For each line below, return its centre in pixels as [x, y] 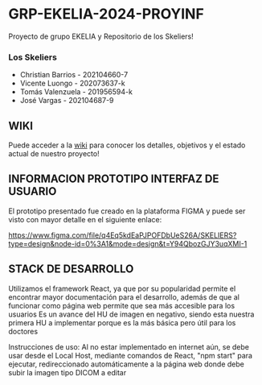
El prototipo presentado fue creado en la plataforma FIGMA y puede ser [127, 211]
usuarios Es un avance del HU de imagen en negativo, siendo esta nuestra [131, 314]
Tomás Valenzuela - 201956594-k [76, 92]
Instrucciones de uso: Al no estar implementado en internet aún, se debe [129, 346]
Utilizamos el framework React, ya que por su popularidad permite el [122, 288]
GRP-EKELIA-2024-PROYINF [106, 14]
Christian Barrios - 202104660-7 [74, 75]
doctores [23, 331]
